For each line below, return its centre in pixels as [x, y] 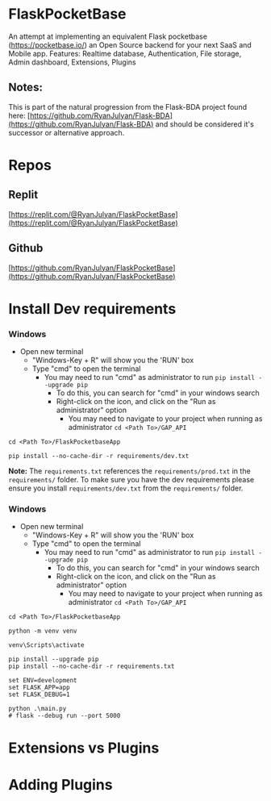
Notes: [25, 88]
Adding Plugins [60, 784]
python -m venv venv [43, 631]
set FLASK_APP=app [39, 688]
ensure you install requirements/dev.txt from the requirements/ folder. [126, 488]
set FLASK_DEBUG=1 [39, 695]
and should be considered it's [204, 124]
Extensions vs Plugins [84, 748]
